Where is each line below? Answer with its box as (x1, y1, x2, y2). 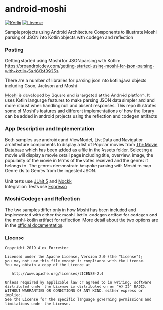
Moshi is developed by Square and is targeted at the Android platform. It (5, 92, 150, 98)
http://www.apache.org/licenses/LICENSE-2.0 (11, 271, 104, 276)
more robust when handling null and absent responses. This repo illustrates (5, 103, 157, 109)
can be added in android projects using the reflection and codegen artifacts (5, 113, 157, 119)
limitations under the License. (5, 301, 71, 307)
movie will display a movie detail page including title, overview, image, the (5, 152, 154, 158)
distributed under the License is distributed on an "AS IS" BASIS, (5, 284, 147, 289)
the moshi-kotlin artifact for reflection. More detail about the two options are (5, 217, 159, 223)
